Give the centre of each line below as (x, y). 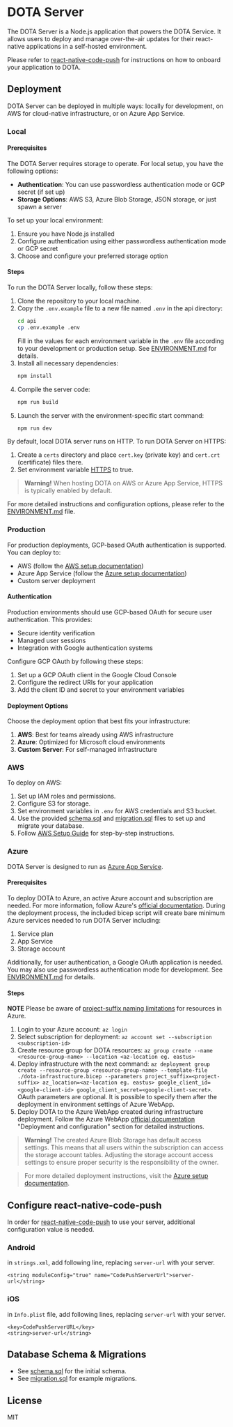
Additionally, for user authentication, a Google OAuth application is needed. (115, 962)
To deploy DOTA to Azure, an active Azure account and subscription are (110, 898)
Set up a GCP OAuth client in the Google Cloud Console (97, 674)
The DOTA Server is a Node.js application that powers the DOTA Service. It (114, 31)
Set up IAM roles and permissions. (66, 796)
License (25, 1400)
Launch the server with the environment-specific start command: (111, 415)
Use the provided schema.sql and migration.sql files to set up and (111, 818)
